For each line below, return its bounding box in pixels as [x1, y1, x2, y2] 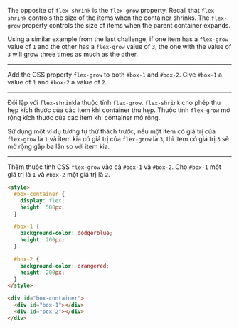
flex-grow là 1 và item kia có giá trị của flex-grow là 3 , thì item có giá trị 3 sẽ [7, 135, 230, 143]
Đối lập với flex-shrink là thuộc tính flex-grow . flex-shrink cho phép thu [7, 99, 221, 106]
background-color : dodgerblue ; [20, 230, 113, 237]
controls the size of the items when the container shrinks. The [28, 13, 210, 22]
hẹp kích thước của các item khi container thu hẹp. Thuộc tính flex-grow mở [7, 106, 230, 114]
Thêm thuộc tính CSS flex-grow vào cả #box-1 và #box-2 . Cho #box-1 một [7, 163, 222, 171]
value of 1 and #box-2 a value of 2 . [7, 78, 107, 86]
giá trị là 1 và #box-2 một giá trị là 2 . [7, 170, 110, 178]
